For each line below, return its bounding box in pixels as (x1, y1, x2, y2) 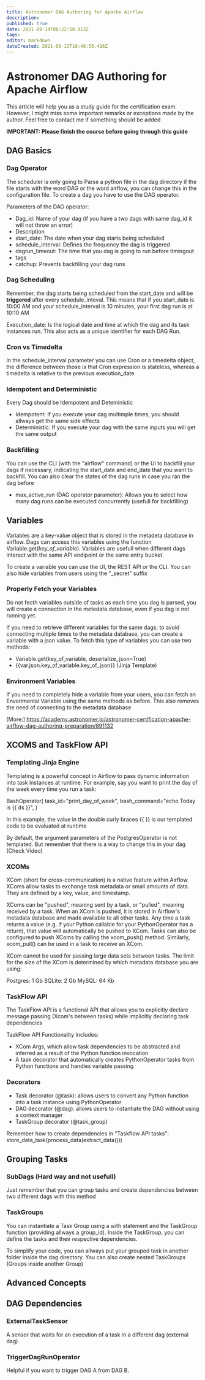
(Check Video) (6, 847, 43, 854)
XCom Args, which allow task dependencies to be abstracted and (15, 1043, 181, 1050)
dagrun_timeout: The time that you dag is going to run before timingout (15, 247, 194, 254)
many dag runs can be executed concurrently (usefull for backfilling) (15, 497, 188, 505)
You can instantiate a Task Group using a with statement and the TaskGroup (6, 1222, 198, 1229)
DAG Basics (6, 145, 52, 156)
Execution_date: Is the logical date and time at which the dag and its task (6, 321, 190, 328)
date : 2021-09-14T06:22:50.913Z (6, 26, 89, 32)
